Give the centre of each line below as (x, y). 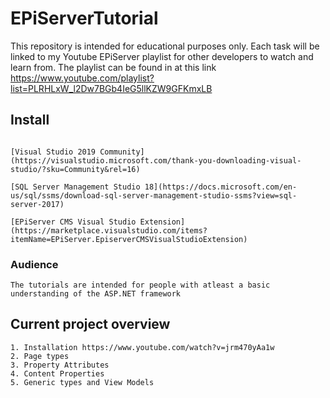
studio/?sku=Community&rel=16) (75, 169)
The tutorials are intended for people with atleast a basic (140, 285)
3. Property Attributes (60, 365)
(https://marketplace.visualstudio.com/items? (109, 230)
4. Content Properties (57, 373)
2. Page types (40, 356)
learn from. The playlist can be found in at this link (113, 67)
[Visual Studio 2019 (53, 152)
